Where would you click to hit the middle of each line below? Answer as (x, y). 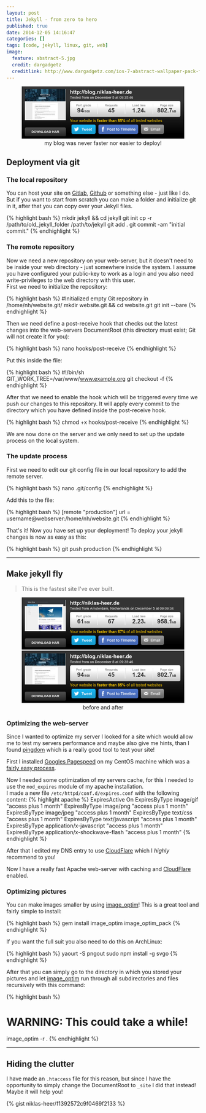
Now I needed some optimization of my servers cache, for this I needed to (100, 780)
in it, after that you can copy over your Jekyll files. (70, 206)
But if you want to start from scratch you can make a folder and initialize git (101, 200)
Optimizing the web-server (48, 723)
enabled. (17, 876)
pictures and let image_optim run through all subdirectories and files (93, 978)
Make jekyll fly (35, 574)
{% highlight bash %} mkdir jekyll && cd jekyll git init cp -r (79, 218)
